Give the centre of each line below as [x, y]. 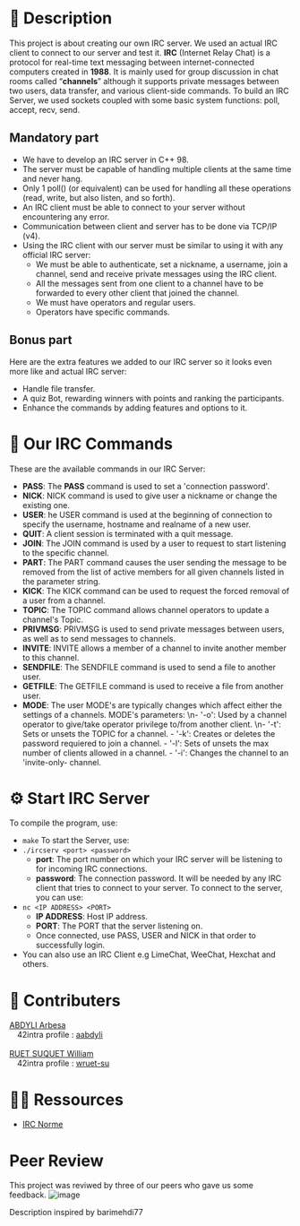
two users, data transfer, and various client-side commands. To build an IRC [149, 91]
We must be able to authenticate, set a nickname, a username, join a [162, 264]
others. [35, 964]
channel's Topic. [52, 619]
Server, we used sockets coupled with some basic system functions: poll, [145, 100]
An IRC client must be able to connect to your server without [133, 207]
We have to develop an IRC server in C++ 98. [106, 160]
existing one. [46, 505]
